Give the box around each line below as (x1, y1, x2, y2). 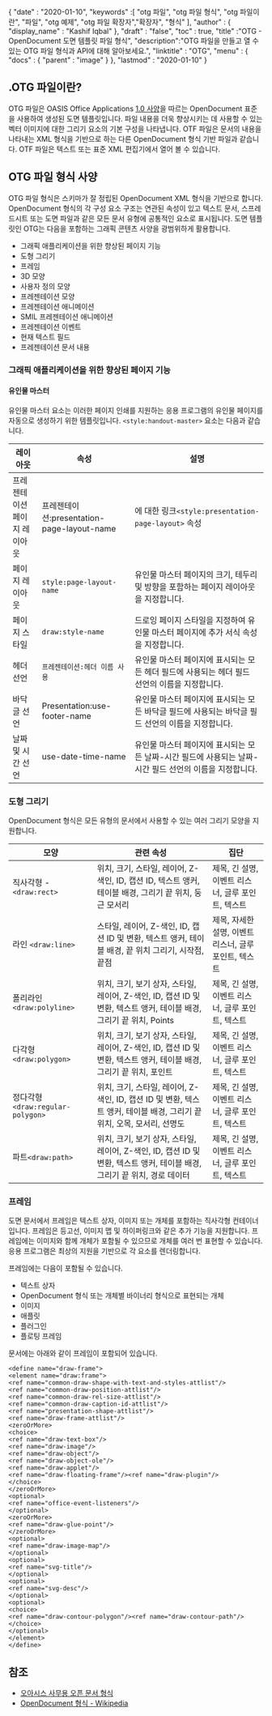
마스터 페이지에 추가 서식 (151, 626, 241, 638)
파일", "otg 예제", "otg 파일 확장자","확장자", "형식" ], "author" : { (24, 17, 232, 27)
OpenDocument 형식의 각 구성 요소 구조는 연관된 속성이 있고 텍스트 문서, (8, 203, 240, 213)
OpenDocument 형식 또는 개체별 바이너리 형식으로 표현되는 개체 (19, 1291, 224, 1300)
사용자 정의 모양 (19, 281, 70, 291)
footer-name (41, 710, 91, 721)
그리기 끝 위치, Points (96, 1015, 175, 1027)
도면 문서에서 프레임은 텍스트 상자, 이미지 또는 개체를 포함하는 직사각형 (8, 1216, 231, 1226)
